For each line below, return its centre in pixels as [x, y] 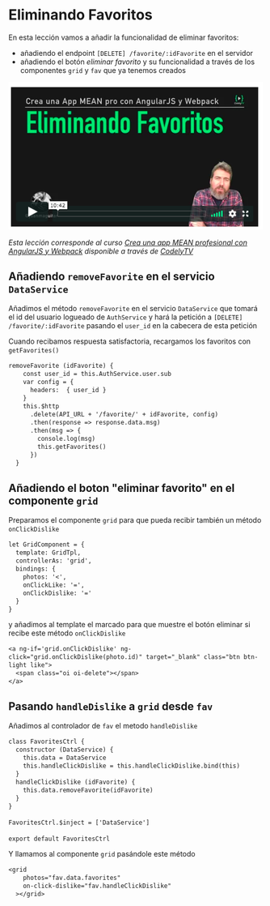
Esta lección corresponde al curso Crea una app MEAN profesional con [128, 242]
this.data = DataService [65, 758]
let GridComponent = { [46, 545]
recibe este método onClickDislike [67, 633]
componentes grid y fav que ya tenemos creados [103, 70]
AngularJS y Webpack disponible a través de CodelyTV [101, 251]
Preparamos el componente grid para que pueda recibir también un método [135, 520]
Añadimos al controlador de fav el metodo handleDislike [103, 726]
